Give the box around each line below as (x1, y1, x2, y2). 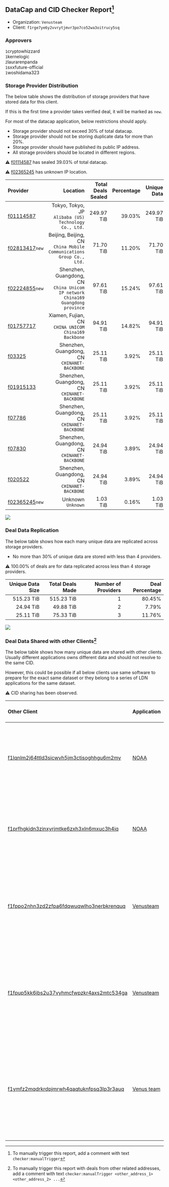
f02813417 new (8, 245, 44, 252)
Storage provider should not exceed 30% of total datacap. (12, 128, 133, 134)
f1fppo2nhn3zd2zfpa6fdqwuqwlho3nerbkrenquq (8, 902, 126, 909)
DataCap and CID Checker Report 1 (5, 4, 114, 14)
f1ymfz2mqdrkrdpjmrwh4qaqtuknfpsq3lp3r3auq (8, 1085, 124, 1092)
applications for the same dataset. (5, 680, 76, 686)
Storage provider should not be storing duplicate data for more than (12, 133, 153, 140)
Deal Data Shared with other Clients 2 (5, 636, 97, 645)
